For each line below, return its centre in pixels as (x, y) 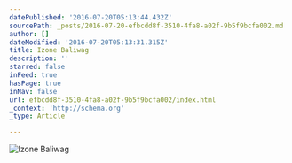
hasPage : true (36, 83)
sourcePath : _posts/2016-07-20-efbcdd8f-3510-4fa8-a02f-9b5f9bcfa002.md (146, 26)
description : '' (39, 58)
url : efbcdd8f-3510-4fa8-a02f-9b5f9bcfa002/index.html (113, 100)
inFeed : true (33, 75)
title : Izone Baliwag (49, 50)
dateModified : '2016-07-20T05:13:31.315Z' (89, 42)
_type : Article (37, 116)
